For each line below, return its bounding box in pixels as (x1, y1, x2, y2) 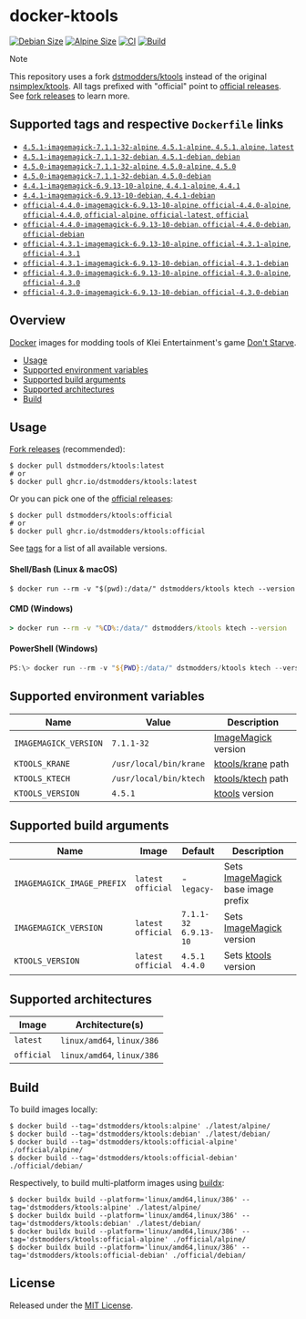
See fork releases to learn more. (9, 90, 130, 101)
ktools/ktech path (213, 772, 290, 785)
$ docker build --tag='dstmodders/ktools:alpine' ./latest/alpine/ (9, 1121, 271, 1130)
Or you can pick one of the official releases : (9, 493, 174, 504)
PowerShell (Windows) (9, 644, 98, 654)
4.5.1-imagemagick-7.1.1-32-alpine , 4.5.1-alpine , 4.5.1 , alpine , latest (22, 140, 294, 151)
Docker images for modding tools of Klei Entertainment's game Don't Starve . (9, 336, 297, 347)
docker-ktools (9, 5, 118, 26)
